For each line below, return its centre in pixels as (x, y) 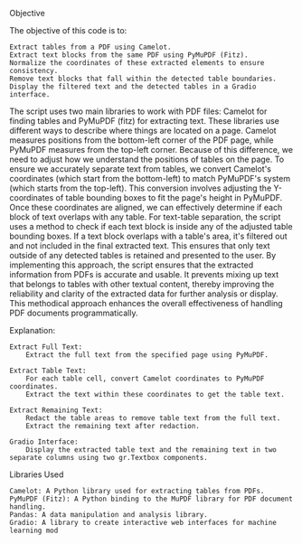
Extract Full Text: (46, 347)
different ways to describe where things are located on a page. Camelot (143, 131)
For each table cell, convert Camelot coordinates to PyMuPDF (145, 379)
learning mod (34, 530)
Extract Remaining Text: (56, 410)
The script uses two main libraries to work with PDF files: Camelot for (138, 111)
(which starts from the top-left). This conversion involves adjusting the (141, 188)
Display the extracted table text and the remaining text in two (151, 450)
